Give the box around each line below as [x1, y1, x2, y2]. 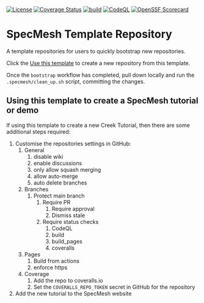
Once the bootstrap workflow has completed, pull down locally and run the [6, 71, 195, 79]
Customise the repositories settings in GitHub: [15, 140, 131, 147]
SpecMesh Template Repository [6, 28, 172, 41]
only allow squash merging [33, 166, 101, 173]
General [24, 146, 45, 153]
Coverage [24, 270, 49, 277]
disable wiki [33, 153, 64, 160]
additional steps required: [6, 128, 71, 135]
